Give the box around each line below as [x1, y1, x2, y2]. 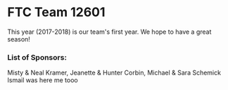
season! [7, 34, 30, 43]
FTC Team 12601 [7, 4, 106, 20]
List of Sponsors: [7, 52, 67, 62]
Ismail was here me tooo [7, 76, 79, 84]
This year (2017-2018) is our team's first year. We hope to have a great [7, 27, 212, 36]
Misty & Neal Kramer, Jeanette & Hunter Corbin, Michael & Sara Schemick [7, 68, 222, 77]
